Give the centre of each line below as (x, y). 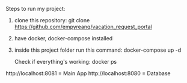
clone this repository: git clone (52, 20)
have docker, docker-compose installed (63, 38)
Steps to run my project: (35, 9)
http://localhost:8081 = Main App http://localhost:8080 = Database (88, 73)
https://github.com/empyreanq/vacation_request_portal (83, 27)
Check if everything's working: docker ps (66, 62)
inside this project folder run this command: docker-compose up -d (98, 50)
